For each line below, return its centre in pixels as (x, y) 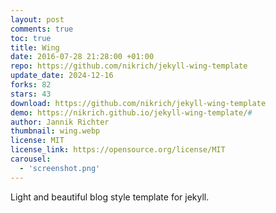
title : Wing (35, 47)
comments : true (42, 29)
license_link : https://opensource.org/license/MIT (118, 150)
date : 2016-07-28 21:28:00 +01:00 (82, 57)
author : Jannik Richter (60, 122)
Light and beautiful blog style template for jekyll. (110, 197)
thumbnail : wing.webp (55, 131)
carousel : (31, 159)
